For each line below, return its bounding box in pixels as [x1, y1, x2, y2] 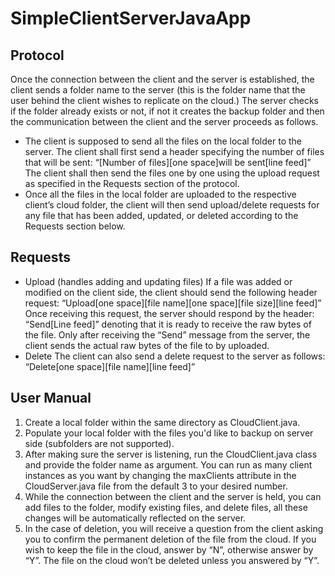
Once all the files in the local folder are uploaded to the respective [24, 188, 297, 200]
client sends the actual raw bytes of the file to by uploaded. [24, 339, 270, 351]
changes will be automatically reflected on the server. [24, 512, 247, 524]
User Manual [10, 390, 92, 407]
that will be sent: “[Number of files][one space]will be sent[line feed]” [24, 157, 312, 168]
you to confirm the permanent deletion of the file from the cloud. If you [24, 533, 317, 545]
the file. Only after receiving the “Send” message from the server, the [24, 328, 311, 341]
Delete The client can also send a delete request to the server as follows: [24, 350, 326, 362]
